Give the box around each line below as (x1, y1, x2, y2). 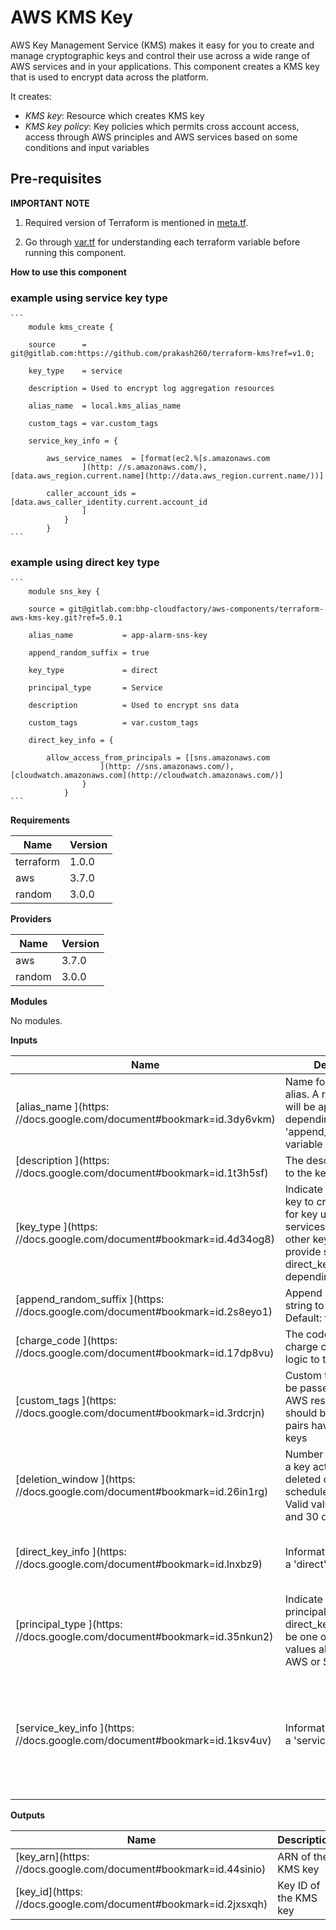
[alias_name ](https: (15, 1100, 110, 1114)
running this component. (24, 246, 127, 258)
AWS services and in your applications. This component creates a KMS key (10, 60, 320, 72)
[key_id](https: (15, 1885, 83, 1899)
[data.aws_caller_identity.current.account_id (10, 497, 208, 508)
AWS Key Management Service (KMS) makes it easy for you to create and (10, 39, 315, 51)
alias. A (284, 1087, 320, 1101)
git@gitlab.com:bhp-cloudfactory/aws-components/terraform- (68, 604, 325, 615)
